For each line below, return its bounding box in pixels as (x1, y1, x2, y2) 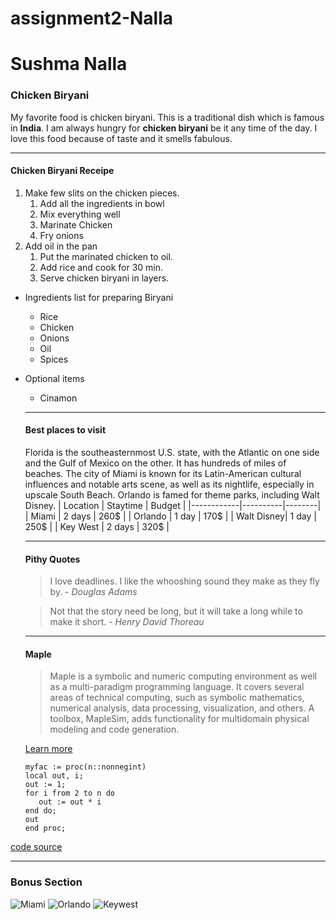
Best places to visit (24, 424, 107, 436)
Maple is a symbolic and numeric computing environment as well (49, 670, 318, 682)
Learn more (24, 743, 73, 755)
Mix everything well (39, 208, 121, 220)
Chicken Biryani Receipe (10, 165, 115, 177)
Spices (39, 353, 69, 365)
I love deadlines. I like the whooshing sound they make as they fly (49, 575, 320, 587)
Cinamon (39, 392, 78, 404)
